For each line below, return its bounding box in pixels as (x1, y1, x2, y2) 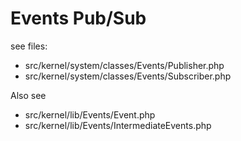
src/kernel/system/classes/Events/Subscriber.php (24, 70, 232, 82)
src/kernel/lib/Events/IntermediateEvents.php (24, 119, 212, 131)
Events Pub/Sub (10, 7, 147, 30)
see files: (10, 40, 48, 52)
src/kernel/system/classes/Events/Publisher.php (24, 59, 225, 71)
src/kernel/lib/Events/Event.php (24, 108, 156, 121)
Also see (10, 89, 47, 101)
